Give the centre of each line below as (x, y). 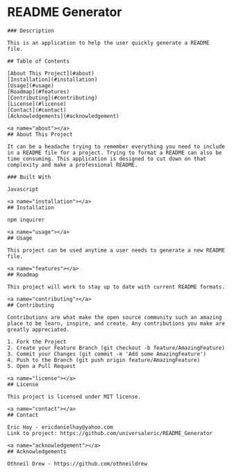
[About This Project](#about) (51, 73)
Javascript (23, 189)
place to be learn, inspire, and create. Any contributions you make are (116, 323)
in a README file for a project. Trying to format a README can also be (115, 153)
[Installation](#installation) (52, 79)
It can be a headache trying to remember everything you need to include (116, 146)
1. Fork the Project (37, 342)
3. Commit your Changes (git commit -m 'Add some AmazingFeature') (107, 354)
